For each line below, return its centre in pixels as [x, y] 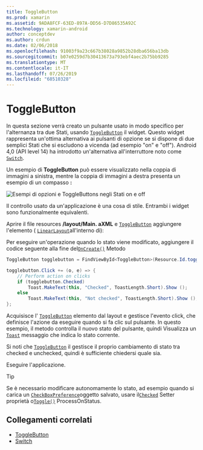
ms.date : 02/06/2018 [32, 46]
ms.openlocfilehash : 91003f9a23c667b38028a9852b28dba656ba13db [88, 51]
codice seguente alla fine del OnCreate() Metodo [66, 249]
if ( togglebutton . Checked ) [51, 281]
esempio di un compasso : [39, 182]
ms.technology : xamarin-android [47, 29]
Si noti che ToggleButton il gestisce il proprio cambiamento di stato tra [93, 347]
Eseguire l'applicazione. [36, 365]
